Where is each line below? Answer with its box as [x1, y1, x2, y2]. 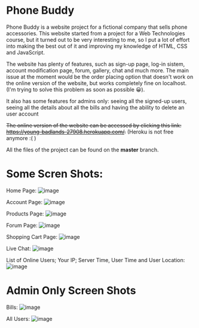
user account [6, 110, 39, 117]
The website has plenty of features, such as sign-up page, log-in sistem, [6, 60, 185, 68]
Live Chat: [6, 245, 31, 252]
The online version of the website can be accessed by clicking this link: [6, 122, 182, 129]
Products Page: [6, 210, 44, 217]
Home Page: [6, 187, 37, 194]
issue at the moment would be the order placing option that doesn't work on [6, 73, 194, 80]
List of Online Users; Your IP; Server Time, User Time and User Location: [6, 256, 185, 263]
